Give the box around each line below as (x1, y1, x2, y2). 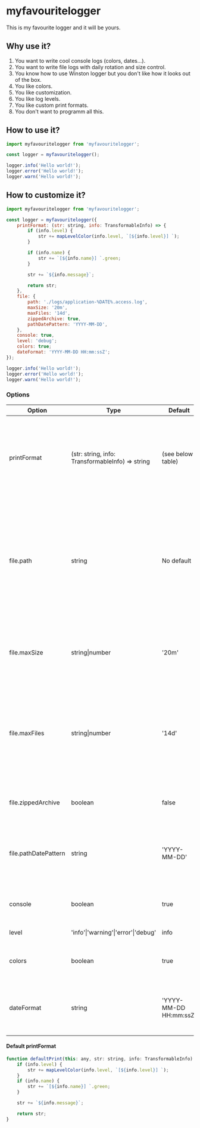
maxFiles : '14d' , (27, 310, 70, 316)
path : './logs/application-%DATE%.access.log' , (27, 299, 148, 305)
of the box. (14, 76, 42, 83)
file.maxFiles (9, 729, 45, 737)
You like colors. (14, 82, 52, 90)
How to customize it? (6, 190, 86, 201)
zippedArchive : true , (27, 315, 82, 322)
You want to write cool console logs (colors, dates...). (14, 57, 146, 64)
